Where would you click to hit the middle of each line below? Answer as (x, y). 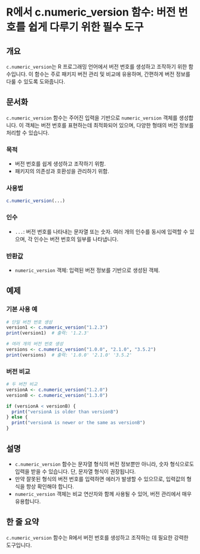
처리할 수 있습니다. (28, 133)
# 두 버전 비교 (22, 384)
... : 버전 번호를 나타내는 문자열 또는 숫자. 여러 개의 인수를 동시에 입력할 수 (101, 231)
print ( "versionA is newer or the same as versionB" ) (79, 423)
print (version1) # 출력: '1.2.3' (48, 333)
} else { (17, 417)
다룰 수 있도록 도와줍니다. (36, 82)
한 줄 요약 (23, 522)
